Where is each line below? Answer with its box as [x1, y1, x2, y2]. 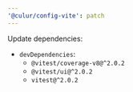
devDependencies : [18, 49, 76, 58]
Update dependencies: [7, 34, 83, 43]
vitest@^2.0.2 [30, 76, 79, 84]
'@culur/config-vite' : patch [7, 11, 105, 20]
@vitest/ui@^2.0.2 [30, 67, 93, 76]
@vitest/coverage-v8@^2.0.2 [30, 59, 125, 67]
